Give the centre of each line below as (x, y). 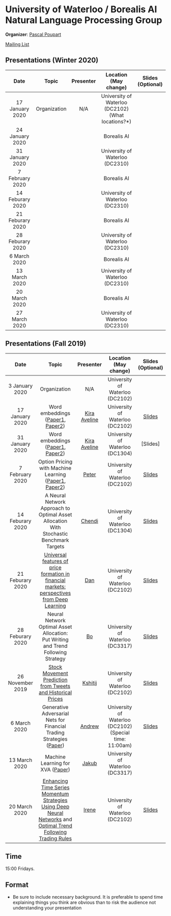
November (20, 683)
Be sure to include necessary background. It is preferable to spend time (88, 897)
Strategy (55, 658)
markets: (55, 587)
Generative (55, 707)
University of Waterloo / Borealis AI (81, 9)
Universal (55, 554)
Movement (55, 673)
